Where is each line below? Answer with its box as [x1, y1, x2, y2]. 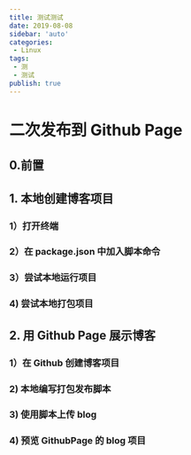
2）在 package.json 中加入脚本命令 [9, 246, 161, 258]
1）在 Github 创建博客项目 [9, 357, 120, 369]
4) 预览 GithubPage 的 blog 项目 [9, 435, 146, 447]
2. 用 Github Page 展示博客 [9, 327, 157, 342]
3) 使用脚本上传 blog [9, 409, 97, 421]
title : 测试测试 [9, 12, 64, 22]
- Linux [12, 46, 42, 55]
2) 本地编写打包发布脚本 [9, 382, 111, 395]
